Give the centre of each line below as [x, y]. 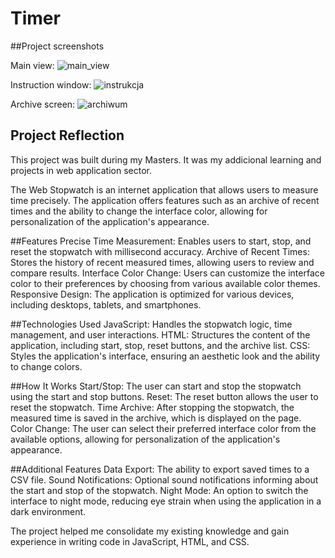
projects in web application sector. [81, 170]
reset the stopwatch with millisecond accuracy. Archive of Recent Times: [160, 251]
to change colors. [46, 366]
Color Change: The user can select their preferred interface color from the [163, 428]
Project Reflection [67, 135]
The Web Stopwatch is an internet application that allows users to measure [164, 189]
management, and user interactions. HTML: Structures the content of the [160, 334]
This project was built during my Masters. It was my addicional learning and [166, 159]
